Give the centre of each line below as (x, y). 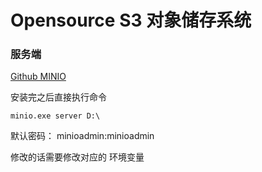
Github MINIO (38, 77)
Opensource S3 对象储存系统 (131, 20)
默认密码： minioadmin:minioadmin (82, 136)
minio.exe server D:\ (55, 116)
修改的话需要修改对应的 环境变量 (77, 157)
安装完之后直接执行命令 (58, 97)
